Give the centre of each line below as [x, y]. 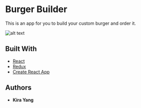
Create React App [31, 72]
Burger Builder [36, 9]
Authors [18, 88]
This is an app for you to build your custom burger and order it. [71, 23]
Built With [21, 49]
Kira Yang [23, 100]
